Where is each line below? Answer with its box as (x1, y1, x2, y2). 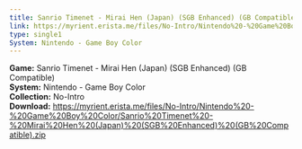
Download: (9, 101, 51, 112)
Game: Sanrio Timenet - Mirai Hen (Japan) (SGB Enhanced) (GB (9, 63, 247, 74)
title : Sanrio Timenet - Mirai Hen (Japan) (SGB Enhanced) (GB (9, 13, 252, 22)
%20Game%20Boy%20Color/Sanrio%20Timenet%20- (9, 110, 214, 121)
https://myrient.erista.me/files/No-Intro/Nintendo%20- (52, 101, 254, 112)
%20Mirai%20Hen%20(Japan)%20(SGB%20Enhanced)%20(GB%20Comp (9, 120, 289, 131)
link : (9, 22, 30, 31)
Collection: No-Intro (9, 92, 85, 102)
